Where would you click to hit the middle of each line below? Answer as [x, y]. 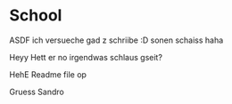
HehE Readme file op [48, 74]
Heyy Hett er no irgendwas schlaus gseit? [86, 57]
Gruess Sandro [37, 92]
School [36, 16]
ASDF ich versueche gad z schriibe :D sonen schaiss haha [116, 40]
